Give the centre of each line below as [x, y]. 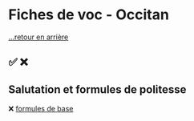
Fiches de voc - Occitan [89, 15]
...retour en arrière [38, 37]
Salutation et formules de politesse [97, 89]
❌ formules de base [41, 109]
